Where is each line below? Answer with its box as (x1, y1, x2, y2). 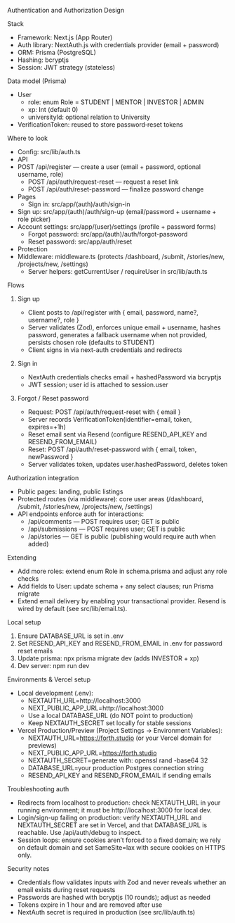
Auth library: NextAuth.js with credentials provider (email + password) (17, 41, 220, 49)
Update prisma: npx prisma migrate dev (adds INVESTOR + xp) (17, 654, 200, 663)
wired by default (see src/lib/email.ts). (17, 605, 128, 613)
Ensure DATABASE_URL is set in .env (17, 632, 124, 640)
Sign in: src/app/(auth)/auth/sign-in (27, 200, 130, 208)
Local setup (7, 618, 41, 626)
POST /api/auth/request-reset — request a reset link (27, 177, 179, 186)
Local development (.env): (17, 689, 93, 697)
